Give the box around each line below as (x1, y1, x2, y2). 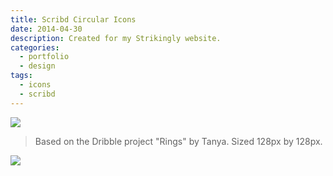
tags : (10, 71, 33, 81)
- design (19, 61, 56, 71)
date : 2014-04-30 (10, 24, 83, 34)
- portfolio (19, 52, 70, 62)
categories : (10, 42, 60, 53)
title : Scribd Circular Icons (10, 14, 137, 25)
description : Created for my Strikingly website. (10, 33, 222, 43)
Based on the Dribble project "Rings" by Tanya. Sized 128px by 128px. (34, 135, 323, 147)
